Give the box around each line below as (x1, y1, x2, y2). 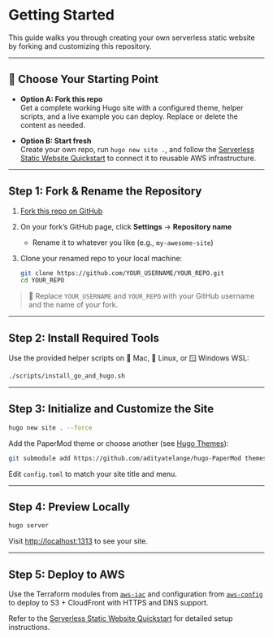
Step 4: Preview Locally (8, 500, 130, 513)
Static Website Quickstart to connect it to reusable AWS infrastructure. (19, 153, 257, 163)
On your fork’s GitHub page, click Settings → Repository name (19, 221, 232, 231)
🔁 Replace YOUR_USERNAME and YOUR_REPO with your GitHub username (28, 291, 255, 301)
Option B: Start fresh (19, 136, 92, 146)
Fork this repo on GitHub (19, 206, 103, 216)
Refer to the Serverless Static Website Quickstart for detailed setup (8, 614, 233, 623)
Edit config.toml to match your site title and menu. (8, 469, 177, 478)
